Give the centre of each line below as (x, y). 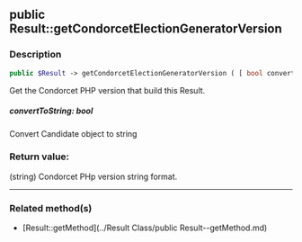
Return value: (40, 157)
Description (36, 55)
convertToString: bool (51, 111)
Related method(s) (51, 208)
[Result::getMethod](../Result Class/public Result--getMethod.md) (145, 228)
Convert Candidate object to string (73, 133)
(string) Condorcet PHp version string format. (93, 176)
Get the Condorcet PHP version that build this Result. (107, 90)
